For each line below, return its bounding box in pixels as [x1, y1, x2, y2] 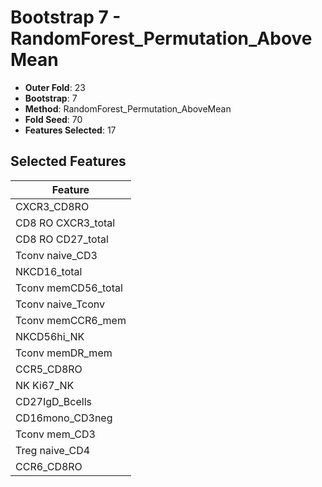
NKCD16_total [15, 264, 83, 278]
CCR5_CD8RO [15, 362, 83, 376]
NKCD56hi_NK [15, 329, 85, 343]
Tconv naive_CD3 [15, 248, 98, 262]
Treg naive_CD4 [15, 443, 91, 457]
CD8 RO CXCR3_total [15, 216, 116, 230]
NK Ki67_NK [15, 378, 75, 392]
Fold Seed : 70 [24, 113, 83, 125]
